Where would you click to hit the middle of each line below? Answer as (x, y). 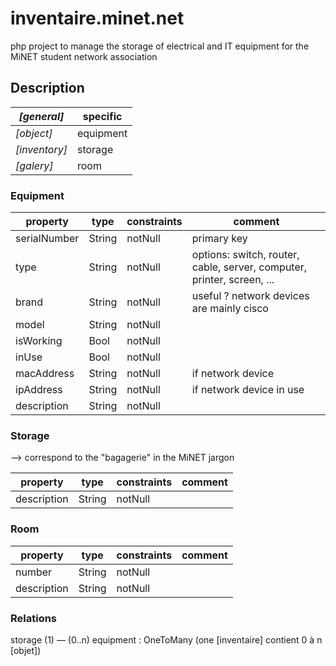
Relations (34, 618)
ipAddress (39, 390)
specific (102, 116)
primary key (219, 239)
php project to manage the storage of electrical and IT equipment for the (160, 46)
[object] (34, 133)
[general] (41, 116)
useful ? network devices (250, 296)
